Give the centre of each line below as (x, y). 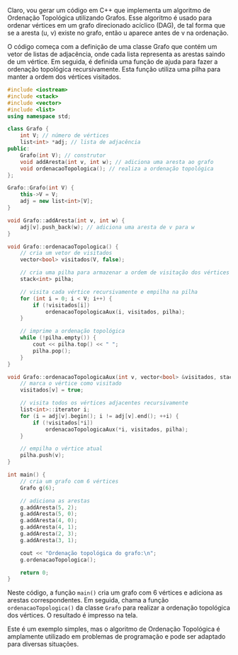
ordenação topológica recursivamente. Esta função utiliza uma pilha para (114, 69)
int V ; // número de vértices (65, 136)
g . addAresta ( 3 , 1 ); (49, 540)
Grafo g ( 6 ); (38, 488)
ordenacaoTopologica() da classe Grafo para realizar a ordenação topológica (119, 608)
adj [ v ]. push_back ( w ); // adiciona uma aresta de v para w (107, 227)
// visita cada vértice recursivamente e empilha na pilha (109, 292)
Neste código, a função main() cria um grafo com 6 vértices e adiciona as (115, 593)
